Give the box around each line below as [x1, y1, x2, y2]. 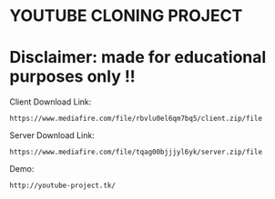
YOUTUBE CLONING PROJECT [9, 5, 243, 26]
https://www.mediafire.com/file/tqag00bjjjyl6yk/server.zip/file [9, 147, 262, 157]
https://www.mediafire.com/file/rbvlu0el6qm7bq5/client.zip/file [9, 114, 262, 124]
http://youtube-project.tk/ [9, 181, 117, 191]
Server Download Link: [9, 130, 96, 141]
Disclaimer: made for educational [9, 47, 267, 68]
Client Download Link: [9, 96, 92, 107]
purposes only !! [9, 66, 137, 87]
